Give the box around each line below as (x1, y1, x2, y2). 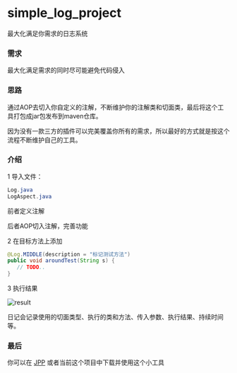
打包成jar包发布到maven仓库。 (13, 112, 102, 120)
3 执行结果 (7, 284, 38, 292)
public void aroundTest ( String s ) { (7, 257, 115, 264)
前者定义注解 (7, 206, 44, 215)
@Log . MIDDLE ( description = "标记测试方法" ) (7, 251, 131, 258)
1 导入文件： (7, 172, 43, 181)
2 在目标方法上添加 (7, 237, 63, 245)
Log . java (7, 186, 33, 194)
